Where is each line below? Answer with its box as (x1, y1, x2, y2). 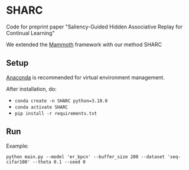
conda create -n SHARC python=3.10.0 (14, 98, 108, 104)
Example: (6, 142, 29, 149)
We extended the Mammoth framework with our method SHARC (6, 41, 162, 48)
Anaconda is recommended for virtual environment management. (6, 73, 165, 81)
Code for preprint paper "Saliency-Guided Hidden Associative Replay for (6, 23, 183, 30)
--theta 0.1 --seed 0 (32, 159, 86, 165)
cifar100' (6, 159, 31, 165)
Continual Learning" (6, 29, 55, 36)
